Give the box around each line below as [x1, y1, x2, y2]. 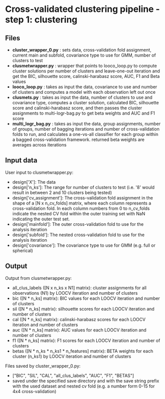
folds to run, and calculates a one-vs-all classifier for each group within [12, 132, 159, 137]
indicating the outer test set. [12, 216, 70, 222]
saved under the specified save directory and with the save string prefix [12, 378, 160, 384]
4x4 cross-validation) [12, 388, 56, 394]
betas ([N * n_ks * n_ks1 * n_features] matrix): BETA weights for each [12, 348, 154, 354]
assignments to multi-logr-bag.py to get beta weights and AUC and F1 [12, 110, 155, 116]
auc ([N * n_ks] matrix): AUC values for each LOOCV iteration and [12, 327, 147, 333]
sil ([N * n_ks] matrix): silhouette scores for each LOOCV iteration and [12, 306, 155, 312]
